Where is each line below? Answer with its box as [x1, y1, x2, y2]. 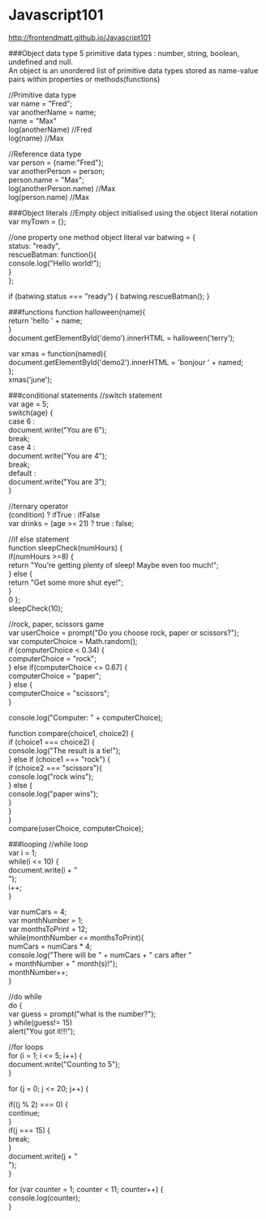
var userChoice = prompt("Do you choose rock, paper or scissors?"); [8, 628, 239, 638]
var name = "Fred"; [8, 98, 73, 108]
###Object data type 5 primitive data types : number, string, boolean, [8, 48, 240, 58]
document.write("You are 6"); [8, 424, 107, 434]
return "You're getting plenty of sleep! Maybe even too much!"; [8, 559, 219, 570]
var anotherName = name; [8, 107, 97, 117]
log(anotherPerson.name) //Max [8, 183, 116, 193]
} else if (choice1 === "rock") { [8, 754, 111, 764]
